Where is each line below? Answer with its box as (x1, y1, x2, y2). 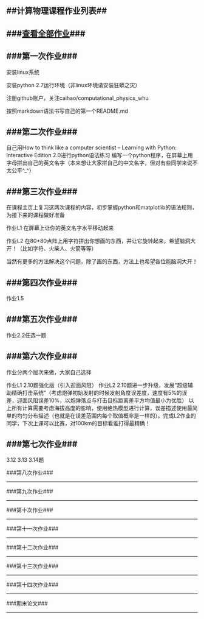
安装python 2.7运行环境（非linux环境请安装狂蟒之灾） (6, 81, 141, 88)
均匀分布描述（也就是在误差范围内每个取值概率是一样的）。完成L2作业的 (16, 412, 196, 419)
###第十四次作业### (6, 581, 59, 589)
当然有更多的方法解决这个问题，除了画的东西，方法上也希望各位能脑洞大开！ (6, 258, 198, 265)
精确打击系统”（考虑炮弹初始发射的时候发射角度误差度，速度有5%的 (11, 389, 182, 396)
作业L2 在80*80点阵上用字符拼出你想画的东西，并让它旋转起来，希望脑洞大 (6, 237, 196, 245)
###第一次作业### (6, 51, 78, 62)
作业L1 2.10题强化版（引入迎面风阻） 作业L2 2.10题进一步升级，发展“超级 (6, 381, 188, 389)
